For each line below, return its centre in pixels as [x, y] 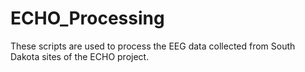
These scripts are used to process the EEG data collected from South [153, 46]
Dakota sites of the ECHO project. [80, 56]
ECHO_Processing [87, 18]
